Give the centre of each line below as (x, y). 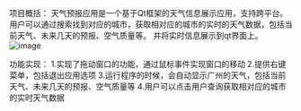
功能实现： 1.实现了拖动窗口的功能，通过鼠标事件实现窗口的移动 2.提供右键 (148, 64)
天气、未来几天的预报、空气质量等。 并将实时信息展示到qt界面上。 (140, 35)
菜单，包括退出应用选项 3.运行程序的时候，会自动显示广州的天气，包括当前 (148, 75)
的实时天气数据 (37, 98)
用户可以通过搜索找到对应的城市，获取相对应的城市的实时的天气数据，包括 (147, 24)
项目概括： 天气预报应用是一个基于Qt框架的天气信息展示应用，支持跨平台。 (149, 13)
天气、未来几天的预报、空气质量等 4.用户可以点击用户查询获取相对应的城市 (148, 86)
